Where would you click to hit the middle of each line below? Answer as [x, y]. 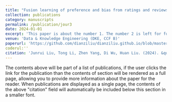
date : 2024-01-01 [24, 29]
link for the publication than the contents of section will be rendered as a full [85, 73]
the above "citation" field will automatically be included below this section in [85, 89]
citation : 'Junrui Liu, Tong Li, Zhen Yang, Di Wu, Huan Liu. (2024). [82, 53]
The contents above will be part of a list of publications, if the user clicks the [86, 68]
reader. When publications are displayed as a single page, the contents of [83, 84]
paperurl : [16, 44]
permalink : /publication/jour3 [39, 24]
